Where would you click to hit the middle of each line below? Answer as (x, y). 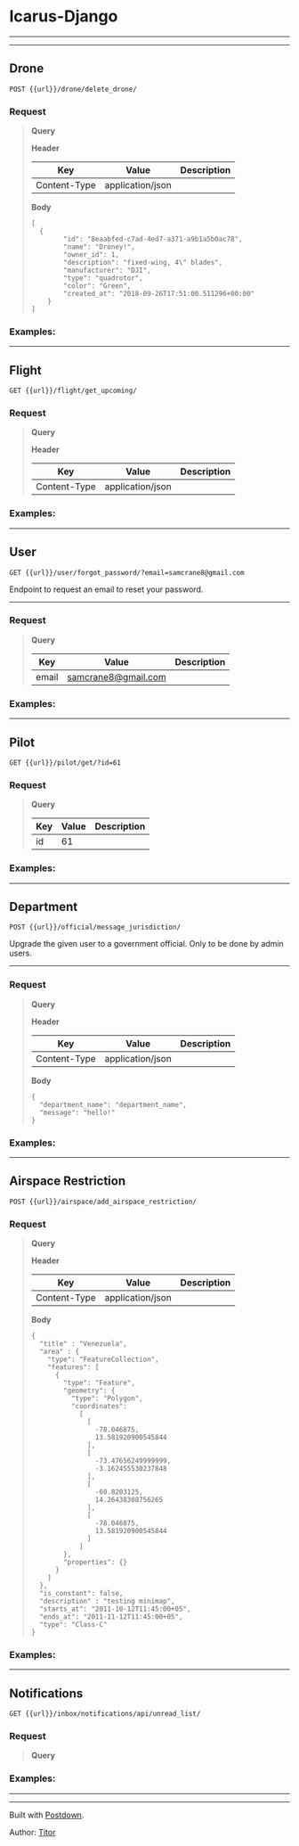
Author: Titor (32, 1832)
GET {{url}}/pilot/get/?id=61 (65, 763)
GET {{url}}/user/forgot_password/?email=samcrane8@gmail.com (127, 572)
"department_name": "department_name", (113, 1104)
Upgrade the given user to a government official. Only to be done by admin (147, 944)
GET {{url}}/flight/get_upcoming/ (73, 391)
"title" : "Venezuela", (83, 1344)
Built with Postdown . (47, 1815)
